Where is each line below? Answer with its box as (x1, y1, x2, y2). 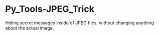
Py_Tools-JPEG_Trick (5, 3, 94, 15)
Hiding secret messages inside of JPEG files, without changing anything (5, 20, 154, 26)
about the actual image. (5, 25, 54, 31)
